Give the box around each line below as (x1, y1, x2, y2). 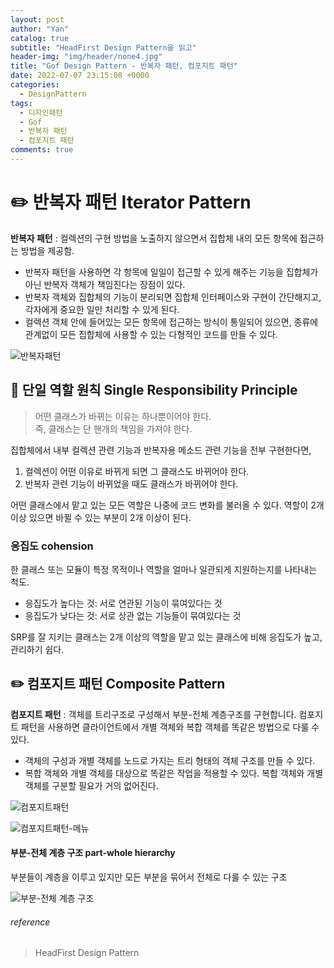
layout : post (10, 14, 65, 25)
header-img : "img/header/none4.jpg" (10, 52, 163, 62)
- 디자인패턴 (19, 107, 63, 118)
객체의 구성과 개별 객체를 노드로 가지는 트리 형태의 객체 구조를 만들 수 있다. (24, 754, 316, 766)
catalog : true (10, 33, 70, 43)
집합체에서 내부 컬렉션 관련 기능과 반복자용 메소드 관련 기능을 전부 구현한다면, (10, 444, 312, 456)
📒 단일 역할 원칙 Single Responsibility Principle (10, 382, 298, 399)
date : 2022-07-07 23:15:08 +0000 (10, 71, 150, 81)
